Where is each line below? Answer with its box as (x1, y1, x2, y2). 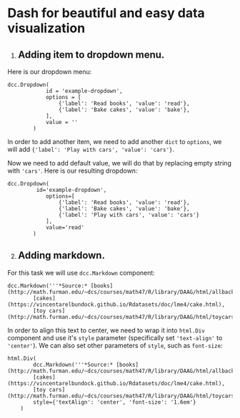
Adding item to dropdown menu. (17, 49, 165, 61)
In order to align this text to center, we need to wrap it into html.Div (7, 326, 205, 335)
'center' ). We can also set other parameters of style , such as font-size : (7, 341, 223, 350)
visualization (7, 20, 86, 36)
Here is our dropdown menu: (7, 68, 92, 76)
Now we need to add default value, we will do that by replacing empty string (7, 159, 232, 167)
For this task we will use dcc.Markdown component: (7, 268, 155, 277)
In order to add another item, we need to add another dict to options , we (7, 138, 222, 146)
